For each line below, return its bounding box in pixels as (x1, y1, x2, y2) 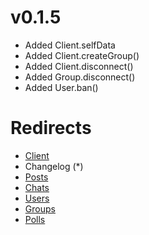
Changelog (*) (24, 160, 84, 172)
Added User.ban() (24, 81, 99, 93)
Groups (24, 202, 56, 215)
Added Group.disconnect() (24, 71, 136, 83)
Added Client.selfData (24, 39, 116, 51)
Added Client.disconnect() (24, 60, 134, 72)
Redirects (10, 117, 92, 140)
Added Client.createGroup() (24, 49, 140, 61)
